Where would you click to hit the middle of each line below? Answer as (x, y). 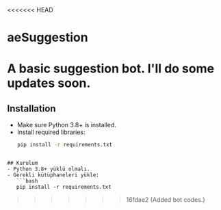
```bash (27, 181)
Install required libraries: (51, 132)
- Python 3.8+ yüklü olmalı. (49, 169)
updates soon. (49, 83)
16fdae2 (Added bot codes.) (166, 200)
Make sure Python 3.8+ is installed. (66, 125)
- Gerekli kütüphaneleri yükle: (53, 175)
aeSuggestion (48, 38)
